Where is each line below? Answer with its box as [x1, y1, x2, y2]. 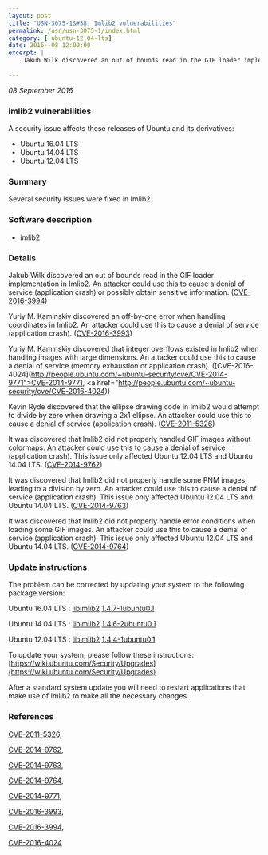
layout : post [8, 11, 52, 20]
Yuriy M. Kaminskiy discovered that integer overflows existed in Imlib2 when [8, 344, 259, 353]
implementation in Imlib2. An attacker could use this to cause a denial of [8, 279, 246, 288]
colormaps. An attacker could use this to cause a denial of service [8, 443, 226, 452]
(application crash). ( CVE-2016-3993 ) [8, 328, 133, 338]
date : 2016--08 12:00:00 [8, 42, 91, 50]
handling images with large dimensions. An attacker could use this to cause [8, 352, 257, 362]
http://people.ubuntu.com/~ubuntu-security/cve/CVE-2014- [30, 369, 228, 379]
